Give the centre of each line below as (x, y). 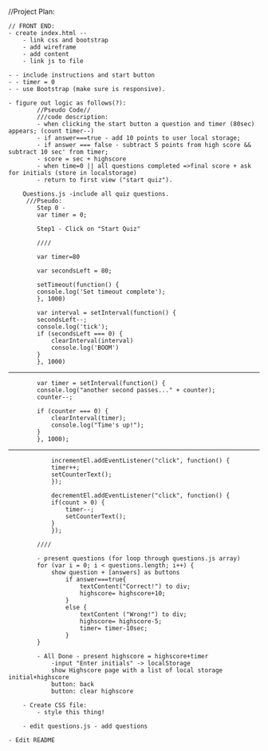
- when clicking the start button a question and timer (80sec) (146, 124)
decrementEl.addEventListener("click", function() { (140, 495)
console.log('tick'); (73, 327)
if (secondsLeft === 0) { (80, 334)
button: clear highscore (92, 691)
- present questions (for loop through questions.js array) (139, 558)
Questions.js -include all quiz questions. (96, 194)
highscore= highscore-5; (120, 622)
